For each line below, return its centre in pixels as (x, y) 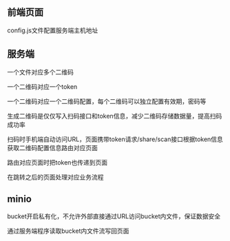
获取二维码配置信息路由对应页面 (52, 147)
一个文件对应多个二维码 (40, 72)
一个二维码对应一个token (42, 86)
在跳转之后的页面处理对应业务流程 (55, 177)
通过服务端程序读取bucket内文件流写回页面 (68, 231)
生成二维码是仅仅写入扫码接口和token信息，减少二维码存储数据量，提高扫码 (115, 116)
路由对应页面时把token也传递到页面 (57, 162)
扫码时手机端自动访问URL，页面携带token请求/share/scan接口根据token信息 (115, 139)
